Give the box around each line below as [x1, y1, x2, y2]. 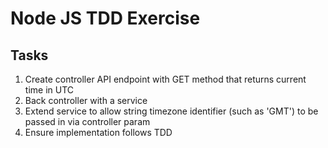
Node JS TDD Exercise [10, 7, 201, 30]
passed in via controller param [24, 116, 151, 127]
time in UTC [24, 84, 74, 96]
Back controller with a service [24, 95, 148, 106]
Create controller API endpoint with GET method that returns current [24, 73, 307, 85]
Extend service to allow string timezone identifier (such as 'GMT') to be [24, 105, 319, 117]
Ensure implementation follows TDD [24, 127, 173, 138]
